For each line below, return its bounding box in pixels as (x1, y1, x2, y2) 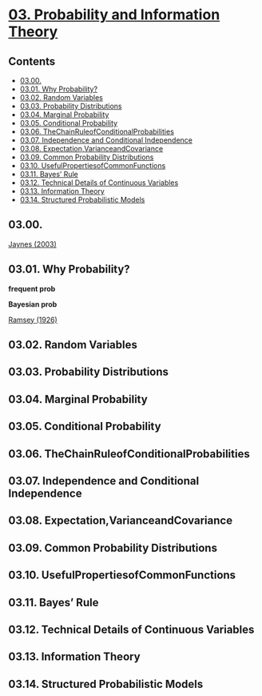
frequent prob (8, 284, 56, 293)
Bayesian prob (8, 299, 58, 309)
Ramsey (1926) (8, 315, 58, 324)
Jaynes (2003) (8, 239, 58, 249)
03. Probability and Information (8, 6, 220, 24)
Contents (8, 54, 56, 68)
